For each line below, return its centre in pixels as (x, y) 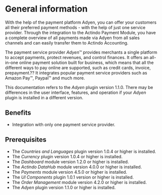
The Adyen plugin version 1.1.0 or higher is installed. (64, 187)
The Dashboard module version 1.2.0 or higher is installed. (71, 162)
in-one (12, 62)
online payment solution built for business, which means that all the (86, 62)
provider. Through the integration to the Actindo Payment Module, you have (81, 32)
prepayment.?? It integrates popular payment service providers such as (76, 73)
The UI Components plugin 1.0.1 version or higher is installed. (73, 177)
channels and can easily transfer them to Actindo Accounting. (67, 43)
